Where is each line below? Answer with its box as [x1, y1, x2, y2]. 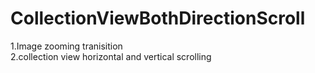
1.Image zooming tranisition [10, 40, 123, 52]
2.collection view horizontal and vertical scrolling [10, 50, 212, 62]
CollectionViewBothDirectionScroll [10, 7, 306, 30]
